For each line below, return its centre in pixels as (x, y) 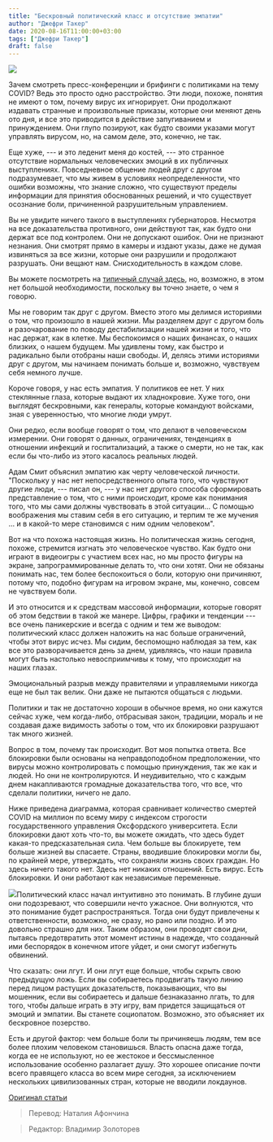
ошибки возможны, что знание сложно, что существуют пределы (123, 187)
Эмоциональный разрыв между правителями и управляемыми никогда (133, 684)
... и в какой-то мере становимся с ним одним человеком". (112, 524)
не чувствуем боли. (43, 592)
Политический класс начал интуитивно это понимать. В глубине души (139, 895)
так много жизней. (41, 734)
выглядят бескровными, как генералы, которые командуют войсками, (131, 406)
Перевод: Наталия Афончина (79, 1114)
